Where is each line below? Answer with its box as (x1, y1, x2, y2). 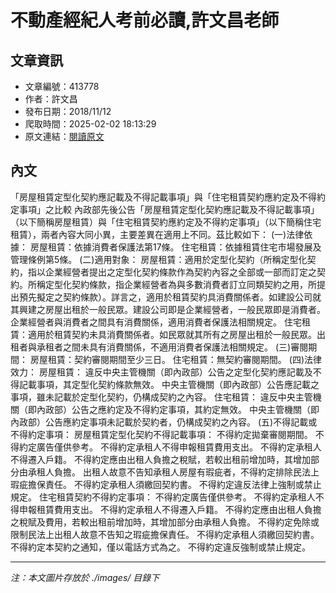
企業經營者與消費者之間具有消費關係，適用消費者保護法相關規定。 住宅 (10, 316, 302, 328)
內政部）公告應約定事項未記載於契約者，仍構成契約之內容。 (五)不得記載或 (10, 416, 318, 428)
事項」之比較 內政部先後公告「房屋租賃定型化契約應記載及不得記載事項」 (18, 203, 320, 215)
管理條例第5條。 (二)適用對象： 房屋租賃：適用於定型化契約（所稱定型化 (10, 253, 308, 265)
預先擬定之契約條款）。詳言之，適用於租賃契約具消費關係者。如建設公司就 (18, 291, 322, 303)
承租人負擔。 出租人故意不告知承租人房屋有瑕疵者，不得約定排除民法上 (27, 466, 320, 478)
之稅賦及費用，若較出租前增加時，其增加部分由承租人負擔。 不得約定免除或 (10, 516, 320, 528)
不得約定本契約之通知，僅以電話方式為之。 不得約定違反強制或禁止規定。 (10, 541, 311, 553)
